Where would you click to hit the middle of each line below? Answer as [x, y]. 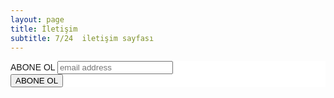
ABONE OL [33, 67]
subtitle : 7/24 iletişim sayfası [82, 38]
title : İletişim [44, 29]
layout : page [37, 19]
